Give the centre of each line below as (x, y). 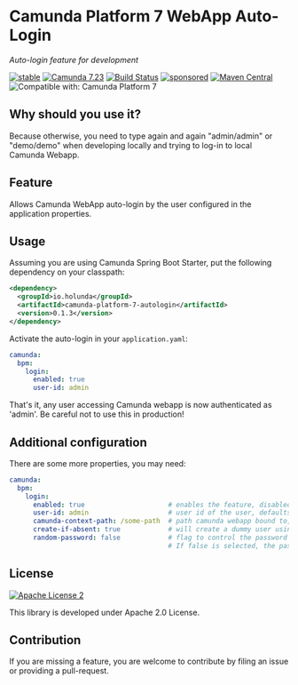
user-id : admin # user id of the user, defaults (162, 513)
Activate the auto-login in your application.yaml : (98, 339)
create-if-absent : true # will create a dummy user (152, 530)
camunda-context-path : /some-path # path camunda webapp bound (154, 522)
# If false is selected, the (222, 546)
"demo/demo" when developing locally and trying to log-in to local (131, 145)
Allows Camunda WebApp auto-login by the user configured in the (130, 204)
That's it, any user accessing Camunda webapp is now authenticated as (141, 405)
